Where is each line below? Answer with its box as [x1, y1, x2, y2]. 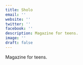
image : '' [5, 36, 26, 41]
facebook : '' [5, 26, 33, 31]
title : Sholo [5, 7, 33, 13]
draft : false [5, 40, 33, 45]
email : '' [5, 12, 26, 17]
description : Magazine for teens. [5, 31, 79, 36]
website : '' [5, 17, 31, 22]
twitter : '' [5, 21, 31, 27]
